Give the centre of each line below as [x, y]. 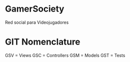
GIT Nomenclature [43, 42]
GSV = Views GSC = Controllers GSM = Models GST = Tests [65, 55]
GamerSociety [35, 9]
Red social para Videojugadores [37, 22]
